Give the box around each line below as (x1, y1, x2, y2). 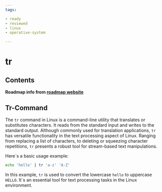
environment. (5, 182, 32, 188)
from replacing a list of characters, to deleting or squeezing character (5, 138, 148, 144)
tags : (5, 7, 16, 12)
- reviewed (5, 21, 28, 26)
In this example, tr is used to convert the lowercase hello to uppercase (5, 172, 152, 178)
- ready (5, 16, 21, 21)
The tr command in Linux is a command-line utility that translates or (5, 117, 146, 123)
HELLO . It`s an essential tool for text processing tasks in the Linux (5, 177, 137, 183)
